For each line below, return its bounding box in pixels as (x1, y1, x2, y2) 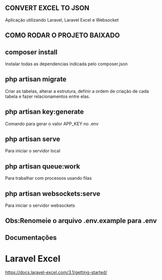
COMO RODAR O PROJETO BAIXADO (5, 31, 120, 40)
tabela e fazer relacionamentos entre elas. (5, 93, 90, 99)
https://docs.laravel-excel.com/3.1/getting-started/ (5, 269, 108, 275)
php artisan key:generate (5, 108, 84, 116)
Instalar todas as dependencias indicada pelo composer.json (5, 61, 128, 67)
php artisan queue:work (5, 162, 80, 170)
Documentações (5, 233, 57, 242)
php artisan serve (5, 135, 60, 143)
